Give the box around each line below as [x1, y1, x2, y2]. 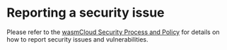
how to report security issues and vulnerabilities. [6, 35, 149, 43]
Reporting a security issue [6, 5, 165, 21]
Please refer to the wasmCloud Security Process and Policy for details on [6, 28, 220, 36]
